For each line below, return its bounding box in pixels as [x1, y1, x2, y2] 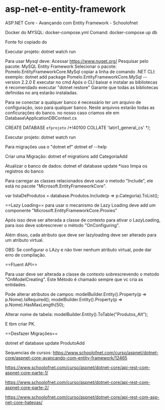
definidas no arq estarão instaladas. [5, 90, 78, 95]
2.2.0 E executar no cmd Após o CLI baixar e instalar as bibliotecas [21, 79, 158, 85]
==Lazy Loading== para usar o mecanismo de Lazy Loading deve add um [5, 202, 156, 208]
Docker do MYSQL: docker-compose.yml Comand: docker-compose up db [5, 29, 158, 35]
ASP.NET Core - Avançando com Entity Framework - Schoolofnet [5, 20, 138, 26]
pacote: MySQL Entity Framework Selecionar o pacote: [5, 63, 117, 69]
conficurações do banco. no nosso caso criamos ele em [5, 110, 120, 116]
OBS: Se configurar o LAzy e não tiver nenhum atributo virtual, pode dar [5, 246, 152, 253]
